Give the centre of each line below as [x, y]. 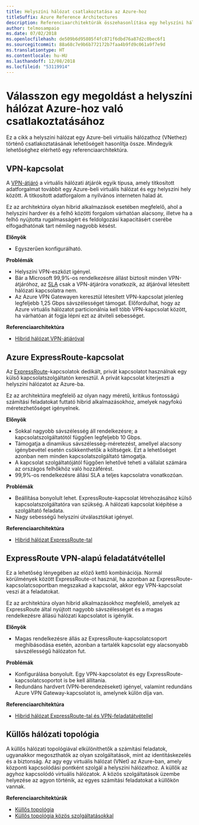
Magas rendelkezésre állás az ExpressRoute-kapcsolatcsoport [91, 638]
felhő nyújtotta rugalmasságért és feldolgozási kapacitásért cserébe [89, 220]
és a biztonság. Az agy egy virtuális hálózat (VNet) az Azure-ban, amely [94, 761]
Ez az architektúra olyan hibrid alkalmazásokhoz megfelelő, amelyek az [93, 603]
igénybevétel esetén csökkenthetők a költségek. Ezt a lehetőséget [95, 450]
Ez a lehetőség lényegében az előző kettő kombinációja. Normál [84, 572]
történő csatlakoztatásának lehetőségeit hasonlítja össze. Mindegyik [89, 144]
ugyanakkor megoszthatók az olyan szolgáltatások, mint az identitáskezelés [99, 755]
